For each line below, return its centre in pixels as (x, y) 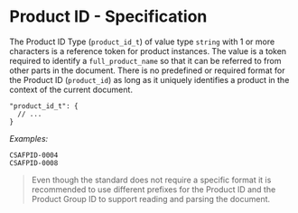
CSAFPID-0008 (34, 163)
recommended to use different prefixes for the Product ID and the (154, 189)
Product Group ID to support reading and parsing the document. (151, 199)
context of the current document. (71, 89)
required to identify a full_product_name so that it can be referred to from (145, 60)
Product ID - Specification (108, 17)
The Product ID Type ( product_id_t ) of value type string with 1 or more (142, 42)
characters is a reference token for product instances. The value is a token (148, 51)
